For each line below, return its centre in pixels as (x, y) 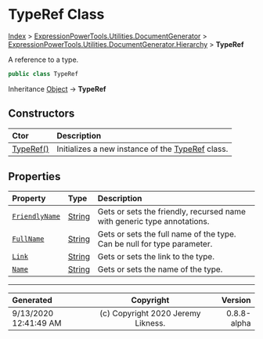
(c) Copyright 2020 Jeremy (150, 313)
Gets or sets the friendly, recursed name (172, 211)
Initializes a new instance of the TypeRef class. (142, 149)
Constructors (41, 114)
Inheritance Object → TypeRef (57, 88)
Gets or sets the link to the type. (156, 257)
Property (29, 199)
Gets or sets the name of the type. (160, 269)
